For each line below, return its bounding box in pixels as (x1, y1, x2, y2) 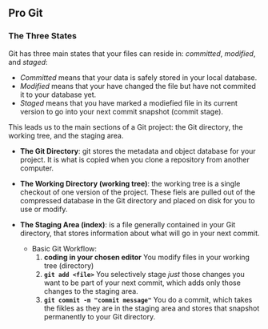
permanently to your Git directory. (43, 311, 156, 321)
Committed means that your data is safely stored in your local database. (19, 72, 258, 82)
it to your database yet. (19, 90, 97, 99)
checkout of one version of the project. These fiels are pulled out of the (19, 187, 256, 197)
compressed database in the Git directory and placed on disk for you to (19, 195, 256, 205)
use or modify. (19, 204, 68, 214)
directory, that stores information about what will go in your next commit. (19, 228, 260, 238)
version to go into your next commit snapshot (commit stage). (19, 106, 224, 116)
